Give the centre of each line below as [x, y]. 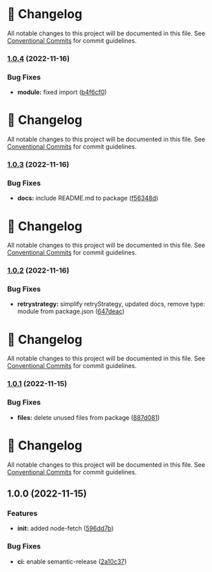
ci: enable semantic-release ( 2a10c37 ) [72, 561]
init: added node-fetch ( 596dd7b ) [65, 528]
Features [22, 513]
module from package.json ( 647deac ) [71, 311]
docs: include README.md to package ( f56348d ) [88, 198]
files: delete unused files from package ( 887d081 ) [88, 417]
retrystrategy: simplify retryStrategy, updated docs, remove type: [111, 304]
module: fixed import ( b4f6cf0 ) [62, 92]
